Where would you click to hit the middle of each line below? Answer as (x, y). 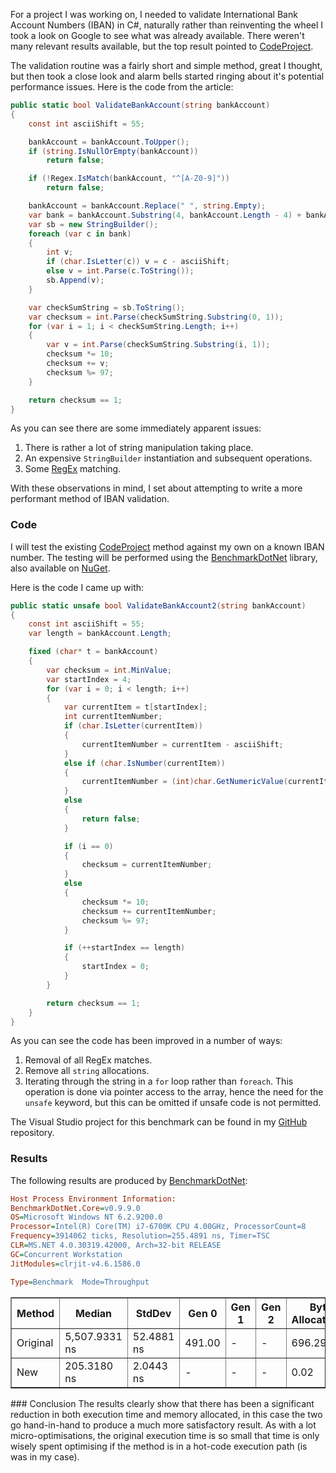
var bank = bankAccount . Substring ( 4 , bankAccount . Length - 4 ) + (165, 215)
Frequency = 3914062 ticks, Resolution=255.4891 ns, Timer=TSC (140, 1236)
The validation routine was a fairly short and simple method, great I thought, (166, 65)
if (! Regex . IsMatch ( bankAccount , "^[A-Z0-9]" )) (129, 179)
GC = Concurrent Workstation (66, 1254)
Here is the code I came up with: (77, 587)
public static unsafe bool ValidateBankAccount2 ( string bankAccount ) (158, 605)
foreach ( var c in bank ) (80, 234)
